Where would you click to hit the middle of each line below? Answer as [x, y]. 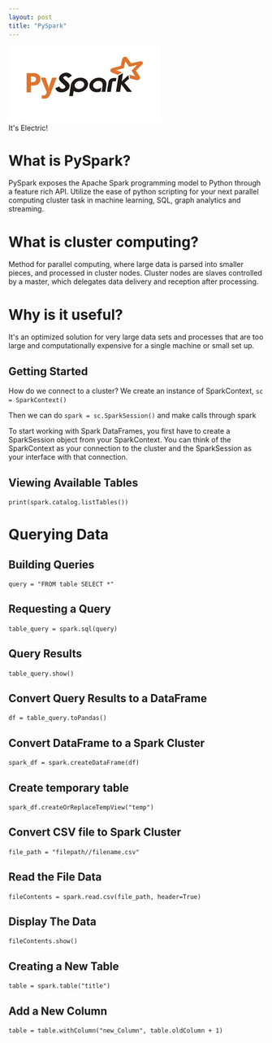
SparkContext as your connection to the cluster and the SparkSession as [130, 448]
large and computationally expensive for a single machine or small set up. [132, 346]
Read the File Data [55, 877]
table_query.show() [41, 674]
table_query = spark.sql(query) [63, 629]
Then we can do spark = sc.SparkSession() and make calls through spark [132, 416]
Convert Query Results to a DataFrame [108, 698]
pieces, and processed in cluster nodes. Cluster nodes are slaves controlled [135, 273]
